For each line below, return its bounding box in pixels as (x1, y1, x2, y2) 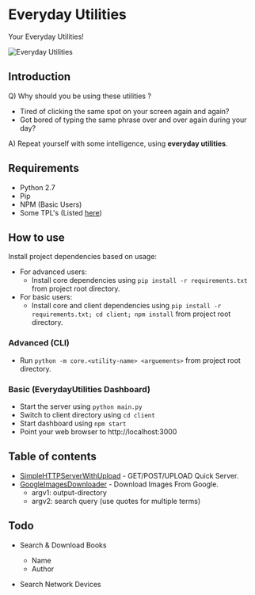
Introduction (8, 70, 71, 84)
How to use (8, 231, 65, 244)
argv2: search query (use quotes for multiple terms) (31, 496, 201, 505)
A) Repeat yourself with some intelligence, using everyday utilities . (8, 139, 228, 148)
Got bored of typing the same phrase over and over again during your (19, 115, 247, 124)
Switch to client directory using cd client (19, 410, 156, 419)
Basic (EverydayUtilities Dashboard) (8, 383, 150, 395)
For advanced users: (19, 267, 87, 277)
